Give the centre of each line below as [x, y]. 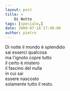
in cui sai [14, 73]
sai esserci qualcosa [26, 52]
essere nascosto [22, 79]
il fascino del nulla [24, 68]
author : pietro [21, 33]
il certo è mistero [22, 63]
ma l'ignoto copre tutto [29, 57]
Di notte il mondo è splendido [35, 47]
